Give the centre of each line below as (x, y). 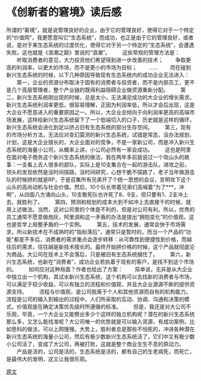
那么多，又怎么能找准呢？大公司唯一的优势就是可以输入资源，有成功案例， (98, 321)
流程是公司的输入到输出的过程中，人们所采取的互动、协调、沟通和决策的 (95, 299)
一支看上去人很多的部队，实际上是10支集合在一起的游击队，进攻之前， (103, 164)
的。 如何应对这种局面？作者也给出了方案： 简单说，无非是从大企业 (99, 269)
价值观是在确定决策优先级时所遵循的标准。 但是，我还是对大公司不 (104, 306)
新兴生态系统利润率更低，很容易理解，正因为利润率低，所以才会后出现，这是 (100, 105)
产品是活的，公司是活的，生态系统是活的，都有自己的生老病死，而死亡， (106, 351)
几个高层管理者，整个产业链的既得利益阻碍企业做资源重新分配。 (90, 90)
